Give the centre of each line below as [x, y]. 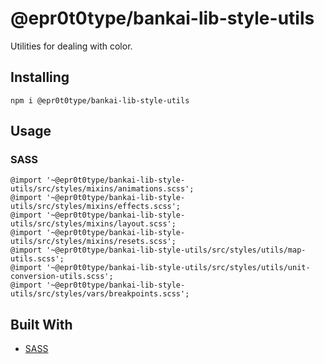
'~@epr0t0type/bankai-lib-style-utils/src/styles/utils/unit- [178, 268]
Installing [40, 77]
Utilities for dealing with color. [71, 46]
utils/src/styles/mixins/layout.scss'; [93, 224]
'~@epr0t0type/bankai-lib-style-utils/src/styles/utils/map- [176, 250]
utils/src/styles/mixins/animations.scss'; [102, 189]
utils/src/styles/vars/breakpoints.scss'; [100, 294]
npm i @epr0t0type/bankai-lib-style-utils [100, 100]
